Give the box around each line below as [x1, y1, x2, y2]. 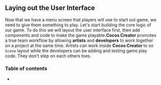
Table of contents [5, 65, 48, 72]
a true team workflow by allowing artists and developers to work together [5, 37, 154, 43]
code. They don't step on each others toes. [5, 53, 91, 59]
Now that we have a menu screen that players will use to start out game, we [5, 17, 157, 22]
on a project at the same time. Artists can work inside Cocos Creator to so [5, 42, 154, 48]
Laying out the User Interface [5, 4, 96, 12]
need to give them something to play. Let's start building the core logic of [5, 22, 151, 28]
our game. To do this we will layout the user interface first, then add [5, 27, 140, 33]
